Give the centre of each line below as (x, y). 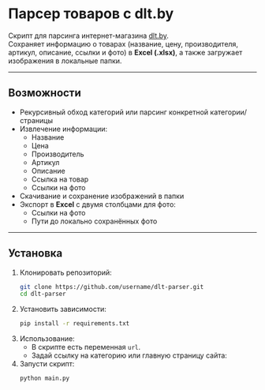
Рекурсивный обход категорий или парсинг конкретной (114, 112)
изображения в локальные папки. (65, 61)
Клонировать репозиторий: (65, 272)
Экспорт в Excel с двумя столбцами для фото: (97, 204)
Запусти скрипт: (47, 364)
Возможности (45, 93)
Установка (35, 253)
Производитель (58, 154)
